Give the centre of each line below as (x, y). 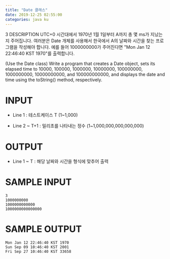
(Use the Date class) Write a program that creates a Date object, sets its (80, 63)
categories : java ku (27, 19)
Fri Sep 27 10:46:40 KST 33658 (38, 252)
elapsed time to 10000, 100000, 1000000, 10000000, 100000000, (74, 69)
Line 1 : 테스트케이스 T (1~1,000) (45, 115)
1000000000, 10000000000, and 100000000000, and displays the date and (85, 75)
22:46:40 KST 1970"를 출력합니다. (40, 53)
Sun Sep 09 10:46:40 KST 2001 (37, 247)
